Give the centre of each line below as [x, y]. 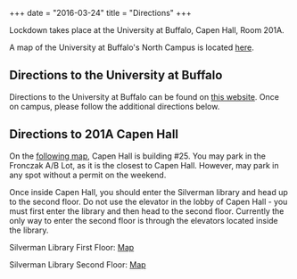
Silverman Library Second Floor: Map [78, 264]
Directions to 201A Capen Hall [94, 134]
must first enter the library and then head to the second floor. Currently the [147, 211]
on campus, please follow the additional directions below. [115, 106]
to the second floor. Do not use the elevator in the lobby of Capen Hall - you [148, 201]
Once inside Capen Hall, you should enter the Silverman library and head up [148, 192]
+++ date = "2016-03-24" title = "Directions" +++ [100, 13]
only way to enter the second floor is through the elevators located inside [144, 220]
